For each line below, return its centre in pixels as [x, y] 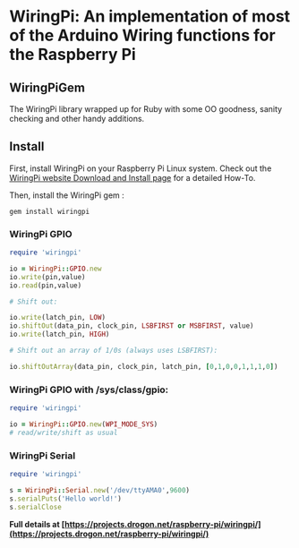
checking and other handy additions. [77, 119]
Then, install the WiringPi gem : [67, 195]
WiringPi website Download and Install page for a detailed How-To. [132, 177]
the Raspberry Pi [73, 55]
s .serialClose [36, 507]
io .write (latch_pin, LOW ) [57, 318]
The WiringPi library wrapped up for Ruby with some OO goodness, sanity [146, 109]
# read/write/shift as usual [64, 432]
